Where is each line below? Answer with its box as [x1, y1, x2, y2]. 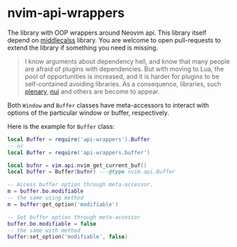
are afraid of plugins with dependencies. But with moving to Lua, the [24, 64, 224, 73]
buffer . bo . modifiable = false [7, 220, 97, 227]
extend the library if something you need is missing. [7, 43, 158, 52]
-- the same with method [7, 226, 81, 234]
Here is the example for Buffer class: [7, 122, 115, 130]
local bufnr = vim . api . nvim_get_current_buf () [7, 161, 147, 169]
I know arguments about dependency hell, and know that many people [24, 57, 230, 65]
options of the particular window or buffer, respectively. [7, 108, 170, 117]
